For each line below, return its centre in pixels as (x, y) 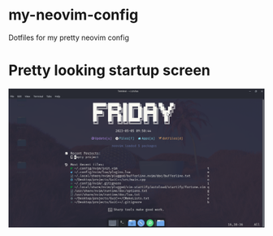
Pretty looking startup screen (110, 70)
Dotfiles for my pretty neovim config (69, 37)
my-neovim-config (74, 15)
